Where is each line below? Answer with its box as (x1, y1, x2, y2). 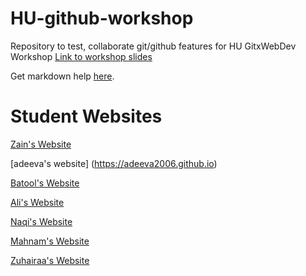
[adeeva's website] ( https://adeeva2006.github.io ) (10, 157, 218, 169)
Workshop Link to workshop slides (10, 50, 153, 62)
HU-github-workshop (10, 7, 194, 30)
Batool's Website (10, 177, 80, 189)
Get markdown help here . (10, 70, 115, 82)
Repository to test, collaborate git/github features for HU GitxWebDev (10, 40, 297, 52)
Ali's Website (10, 196, 65, 208)
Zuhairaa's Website (10, 254, 90, 266)
